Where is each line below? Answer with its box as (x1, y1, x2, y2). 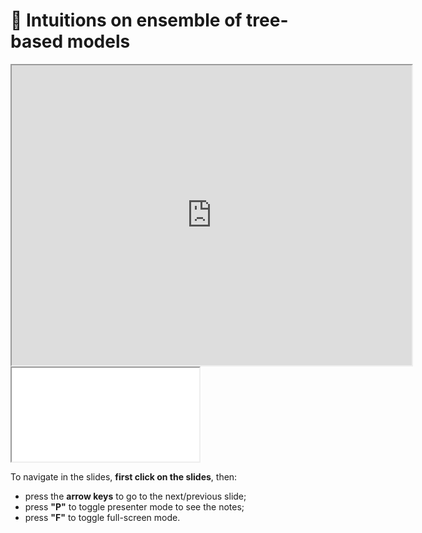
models (66, 30, 131, 53)
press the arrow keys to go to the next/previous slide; (24, 490, 247, 502)
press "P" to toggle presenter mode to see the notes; (24, 500, 245, 513)
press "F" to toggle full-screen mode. (24, 511, 181, 523)
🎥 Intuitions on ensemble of (10, 9, 243, 32)
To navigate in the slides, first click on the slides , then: (10, 470, 238, 483)
